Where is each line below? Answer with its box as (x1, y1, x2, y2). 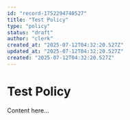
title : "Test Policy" (7, 16, 69, 23)
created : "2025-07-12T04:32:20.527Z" (7, 55, 115, 61)
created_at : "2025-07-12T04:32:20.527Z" (7, 42, 125, 48)
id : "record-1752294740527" (7, 10, 88, 17)
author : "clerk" (7, 35, 53, 42)
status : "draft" (7, 29, 53, 36)
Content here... (7, 106, 50, 115)
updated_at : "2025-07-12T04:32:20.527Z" (7, 48, 125, 55)
